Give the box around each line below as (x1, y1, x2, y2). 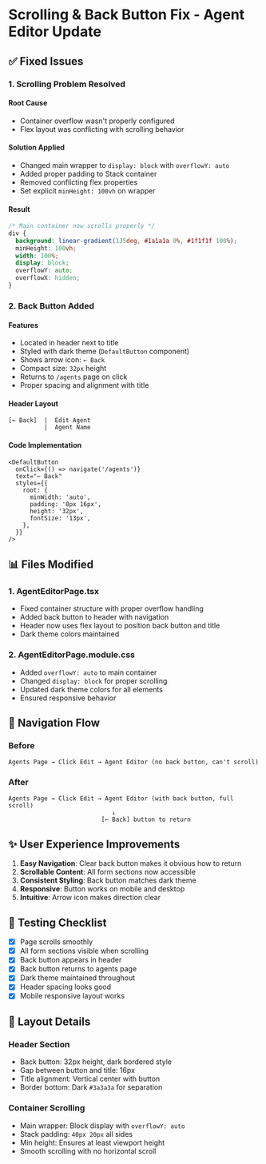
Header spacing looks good (19, 982, 112, 992)
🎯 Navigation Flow (8, 716, 101, 729)
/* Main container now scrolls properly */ (8, 222, 156, 230)
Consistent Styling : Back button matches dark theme (19, 875, 197, 885)
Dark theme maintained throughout (19, 973, 136, 983)
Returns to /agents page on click (19, 372, 128, 381)
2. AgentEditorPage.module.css (8, 649, 136, 660)
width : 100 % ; (15, 252, 59, 260)
